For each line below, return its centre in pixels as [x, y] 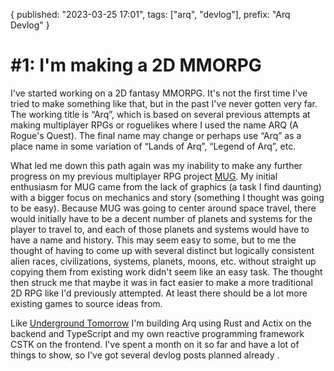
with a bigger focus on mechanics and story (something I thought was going [167, 197]
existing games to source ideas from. [86, 303]
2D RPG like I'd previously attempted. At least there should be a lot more [159, 293]
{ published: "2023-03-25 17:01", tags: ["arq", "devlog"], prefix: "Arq [150, 14]
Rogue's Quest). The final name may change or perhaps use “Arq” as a [156, 135]
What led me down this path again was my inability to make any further [156, 165]
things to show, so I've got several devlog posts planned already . [145, 355]
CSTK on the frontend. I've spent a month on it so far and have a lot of [155, 344]
